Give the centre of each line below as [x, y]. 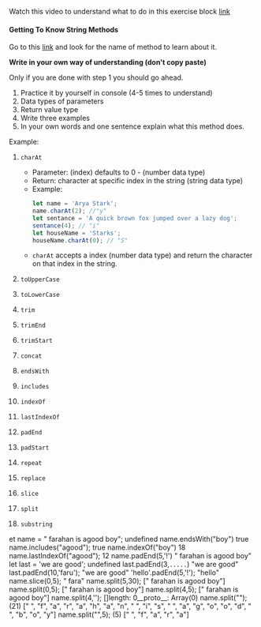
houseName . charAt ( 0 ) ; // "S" [80, 240]
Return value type [49, 110]
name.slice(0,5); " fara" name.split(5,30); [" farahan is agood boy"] [117, 581]
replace [33, 479]
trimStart [37, 341]
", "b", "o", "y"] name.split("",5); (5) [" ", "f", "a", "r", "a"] [99, 614]
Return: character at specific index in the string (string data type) [138, 181]
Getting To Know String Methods [64, 29]
